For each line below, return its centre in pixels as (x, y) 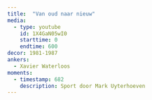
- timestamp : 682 (39, 79)
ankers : (19, 60)
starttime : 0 (39, 40)
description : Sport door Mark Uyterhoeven (83, 86)
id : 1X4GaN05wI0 (44, 33)
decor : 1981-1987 (33, 54)
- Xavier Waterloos (42, 66)
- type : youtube (37, 27)
